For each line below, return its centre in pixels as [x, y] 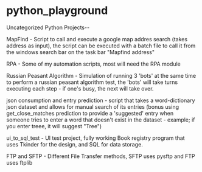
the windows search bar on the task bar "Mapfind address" [81, 52]
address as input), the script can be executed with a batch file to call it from [101, 46]
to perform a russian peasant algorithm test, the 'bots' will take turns [92, 82]
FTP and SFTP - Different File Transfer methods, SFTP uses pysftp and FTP [101, 156]
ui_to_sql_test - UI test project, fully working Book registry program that [96, 138]
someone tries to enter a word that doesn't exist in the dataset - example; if [101, 120]
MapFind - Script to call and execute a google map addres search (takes [97, 39]
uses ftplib [19, 162]
